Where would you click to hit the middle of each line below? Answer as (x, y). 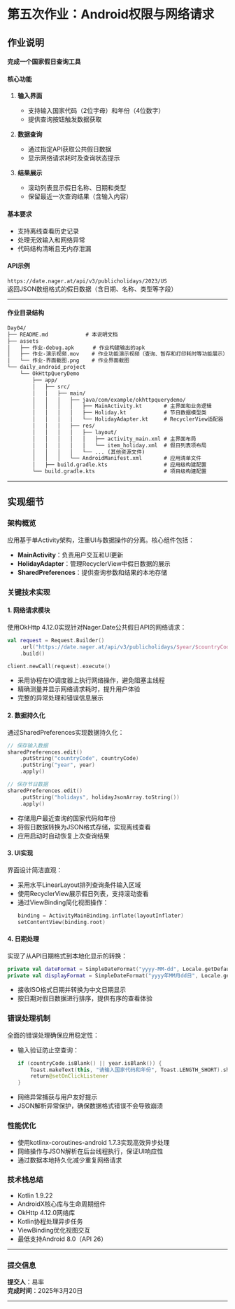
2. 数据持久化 (26, 715)
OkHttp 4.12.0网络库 (46, 1212)
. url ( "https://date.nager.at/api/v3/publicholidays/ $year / (108, 647)
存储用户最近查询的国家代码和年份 (66, 818)
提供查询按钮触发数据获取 (65, 119)
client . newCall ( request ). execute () (59, 666)
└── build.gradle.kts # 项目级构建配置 (120, 472)
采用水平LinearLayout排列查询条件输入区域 (79, 885)
